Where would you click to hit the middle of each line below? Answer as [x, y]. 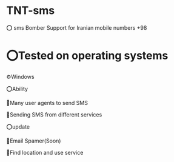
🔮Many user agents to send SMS [47, 103]
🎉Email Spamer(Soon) [34, 141]
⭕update [18, 127]
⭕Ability [17, 89]
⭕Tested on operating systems [87, 56]
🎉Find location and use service [45, 152]
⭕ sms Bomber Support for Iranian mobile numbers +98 [77, 27]
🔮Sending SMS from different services [54, 114]
